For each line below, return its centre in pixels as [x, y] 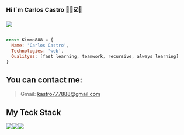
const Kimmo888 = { [30, 40]
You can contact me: [44, 80]
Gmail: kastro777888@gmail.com [60, 94]
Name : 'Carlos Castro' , [40, 46]
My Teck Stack [34, 112]
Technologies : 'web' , [38, 51]
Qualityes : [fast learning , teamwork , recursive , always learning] [95, 56]
